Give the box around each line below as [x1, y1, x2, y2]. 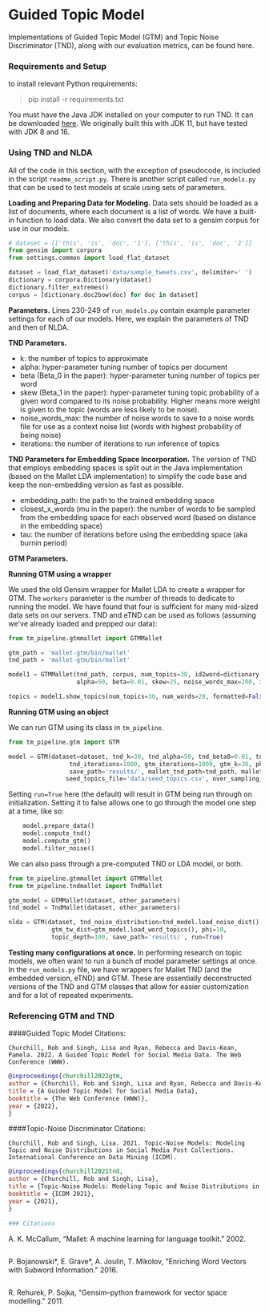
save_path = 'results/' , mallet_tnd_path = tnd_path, [69, 768, 239, 776]
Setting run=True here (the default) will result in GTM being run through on [8, 789, 252, 799]
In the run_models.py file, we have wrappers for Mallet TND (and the [8, 964, 232, 974]
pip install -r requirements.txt [27, 95, 124, 104]
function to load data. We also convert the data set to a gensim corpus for [15, 215, 260, 225]
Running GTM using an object [8, 707, 110, 716]
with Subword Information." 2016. [8, 1265, 118, 1275]
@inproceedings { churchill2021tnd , [8, 1167, 124, 1176]
